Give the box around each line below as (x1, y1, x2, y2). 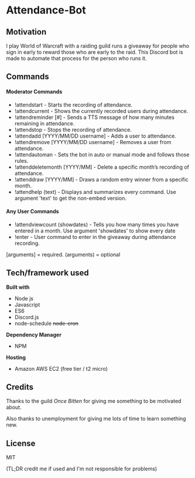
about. (6, 404, 22, 411)
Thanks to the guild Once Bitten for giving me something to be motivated (6, 398, 182, 405)
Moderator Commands (6, 88, 63, 95)
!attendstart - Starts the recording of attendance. (14, 101, 133, 108)
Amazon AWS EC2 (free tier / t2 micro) (14, 365, 108, 372)
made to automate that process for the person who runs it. (6, 55, 147, 62)
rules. (14, 157, 29, 164)
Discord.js (14, 313, 39, 320)
